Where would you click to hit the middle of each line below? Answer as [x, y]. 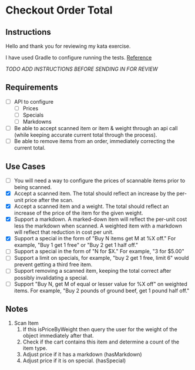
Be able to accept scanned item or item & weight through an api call [96, 128]
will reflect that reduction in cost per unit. [64, 232]
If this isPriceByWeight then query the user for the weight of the [100, 329]
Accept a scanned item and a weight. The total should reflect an [91, 206]
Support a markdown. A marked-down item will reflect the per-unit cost [100, 219]
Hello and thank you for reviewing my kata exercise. [68, 46]
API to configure [34, 101]
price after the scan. [49, 200]
